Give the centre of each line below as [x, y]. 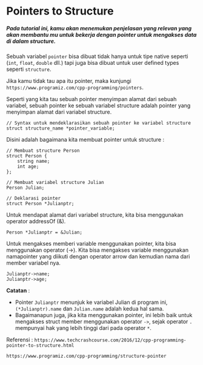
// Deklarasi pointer [34, 199]
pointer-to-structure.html [40, 346]
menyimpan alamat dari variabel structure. [59, 112]
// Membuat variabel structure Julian [55, 183]
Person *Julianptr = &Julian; [45, 232]
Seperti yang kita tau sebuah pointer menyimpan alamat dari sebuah [92, 99]
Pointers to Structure [60, 11]
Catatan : [18, 291]
